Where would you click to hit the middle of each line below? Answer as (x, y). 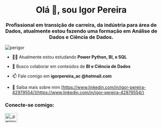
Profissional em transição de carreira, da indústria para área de (81, 25)
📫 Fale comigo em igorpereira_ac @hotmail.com (62, 76)
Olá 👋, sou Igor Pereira (81, 10)
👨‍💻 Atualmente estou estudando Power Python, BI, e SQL (69, 57)
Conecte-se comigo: (30, 105)
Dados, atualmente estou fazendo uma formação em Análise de (81, 31)
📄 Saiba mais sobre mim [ (37, 87)
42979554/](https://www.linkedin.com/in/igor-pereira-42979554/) (78, 93)
